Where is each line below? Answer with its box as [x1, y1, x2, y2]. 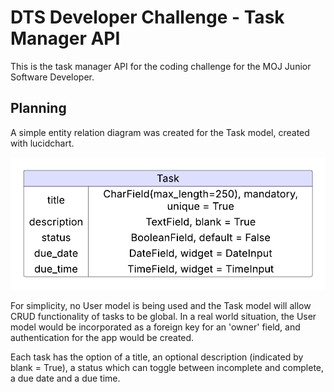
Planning [10, 100, 67, 117]
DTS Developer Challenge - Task [10, 6, 285, 29]
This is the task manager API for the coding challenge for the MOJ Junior [10, 60, 312, 72]
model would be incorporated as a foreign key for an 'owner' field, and [10, 321, 301, 333]
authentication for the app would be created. [10, 332, 195, 344]
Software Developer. [10, 71, 95, 83]
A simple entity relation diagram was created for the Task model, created [10, 126, 310, 138]
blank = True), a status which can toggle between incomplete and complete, [10, 362, 325, 374]
